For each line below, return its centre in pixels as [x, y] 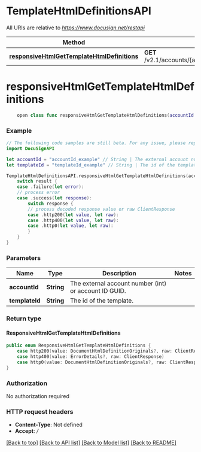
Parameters [23, 257]
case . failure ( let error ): [51, 187]
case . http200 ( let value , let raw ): [73, 215]
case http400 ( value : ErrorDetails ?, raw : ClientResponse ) [91, 357]
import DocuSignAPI [31, 148]
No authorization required [38, 396]
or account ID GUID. [98, 291]
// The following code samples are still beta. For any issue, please [96, 143]
